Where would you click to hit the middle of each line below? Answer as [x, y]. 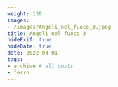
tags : [15, 60]
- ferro [19, 72]
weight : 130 [25, 14]
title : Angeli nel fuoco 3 [47, 33]
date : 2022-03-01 [33, 53]
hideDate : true [29, 46]
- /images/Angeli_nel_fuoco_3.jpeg [59, 27]
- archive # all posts [40, 66]
